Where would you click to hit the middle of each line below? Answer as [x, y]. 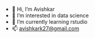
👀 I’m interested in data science [50, 15]
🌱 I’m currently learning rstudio [50, 22]
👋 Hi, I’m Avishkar [33, 9]
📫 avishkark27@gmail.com [45, 28]
